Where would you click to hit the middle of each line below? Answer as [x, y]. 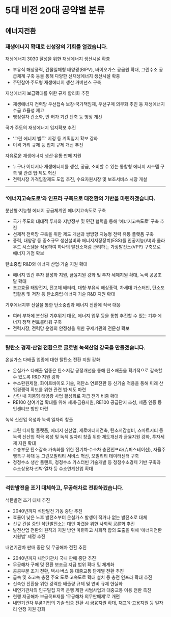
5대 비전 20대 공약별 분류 [55, 10]
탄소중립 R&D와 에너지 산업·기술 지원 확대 [46, 264]
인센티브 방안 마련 [30, 409]
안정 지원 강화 [32, 609]
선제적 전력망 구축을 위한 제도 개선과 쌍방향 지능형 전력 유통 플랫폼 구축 [83, 234]
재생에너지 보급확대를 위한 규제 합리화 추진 [48, 93]
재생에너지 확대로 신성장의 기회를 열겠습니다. [56, 46]
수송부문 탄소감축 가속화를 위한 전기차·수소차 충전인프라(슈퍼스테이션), [82, 450]
